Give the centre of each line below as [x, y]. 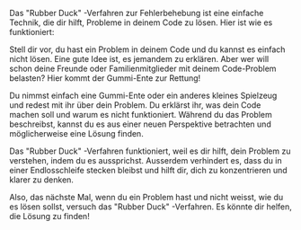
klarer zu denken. [42, 180]
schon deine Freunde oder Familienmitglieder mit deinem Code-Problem [143, 68]
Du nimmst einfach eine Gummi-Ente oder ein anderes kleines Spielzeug [143, 95]
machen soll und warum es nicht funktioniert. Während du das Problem [141, 115]
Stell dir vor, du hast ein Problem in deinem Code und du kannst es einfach [147, 49]
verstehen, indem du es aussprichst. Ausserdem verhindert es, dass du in [146, 160]
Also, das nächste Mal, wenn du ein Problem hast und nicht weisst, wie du [146, 197]
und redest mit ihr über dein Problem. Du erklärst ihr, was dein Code [135, 105]
